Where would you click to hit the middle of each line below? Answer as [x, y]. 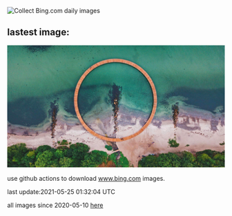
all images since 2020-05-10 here [55, 205]
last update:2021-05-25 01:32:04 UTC [61, 192]
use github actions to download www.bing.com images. [86, 179]
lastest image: [38, 32]
